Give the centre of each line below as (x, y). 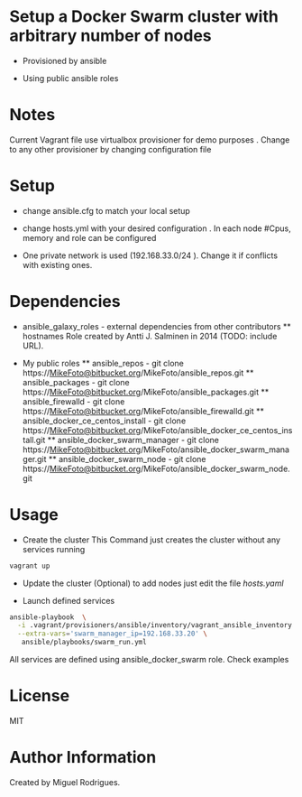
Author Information (83, 758)
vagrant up (30, 566)
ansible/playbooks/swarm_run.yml (84, 643)
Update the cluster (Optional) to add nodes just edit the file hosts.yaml (153, 583)
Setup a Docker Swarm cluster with (144, 17)
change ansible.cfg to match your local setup (106, 210)
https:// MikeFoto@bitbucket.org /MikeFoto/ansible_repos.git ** (138, 373)
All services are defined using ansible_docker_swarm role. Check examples (149, 660)
